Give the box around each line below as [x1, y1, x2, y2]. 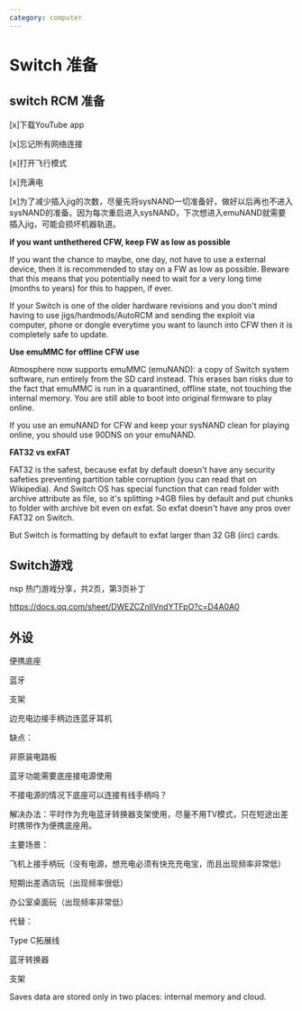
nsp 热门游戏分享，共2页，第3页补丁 [9, 584, 146, 594]
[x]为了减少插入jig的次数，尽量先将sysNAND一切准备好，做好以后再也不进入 [9, 196, 293, 207]
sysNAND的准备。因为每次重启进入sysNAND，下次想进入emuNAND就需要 [9, 207, 287, 217]
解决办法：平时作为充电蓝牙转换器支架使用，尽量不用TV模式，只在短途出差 [9, 809, 288, 820]
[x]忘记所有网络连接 [9, 138, 83, 149]
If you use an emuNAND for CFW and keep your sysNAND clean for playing [9, 419, 290, 430]
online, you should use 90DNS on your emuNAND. [9, 429, 197, 440]
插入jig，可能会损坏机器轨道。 [9, 218, 122, 229]
